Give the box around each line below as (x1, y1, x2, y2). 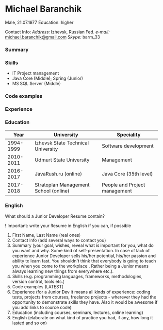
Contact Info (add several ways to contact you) (12, 237, 106, 243)
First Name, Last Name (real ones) (12, 232, 81, 238)
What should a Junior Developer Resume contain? (5, 213, 105, 219)
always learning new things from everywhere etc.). (12, 268, 114, 274)
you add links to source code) (12, 304, 72, 310)
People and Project (101, 181, 146, 188)
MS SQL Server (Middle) (12, 81, 61, 87)
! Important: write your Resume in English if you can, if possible (5, 223, 131, 228)
